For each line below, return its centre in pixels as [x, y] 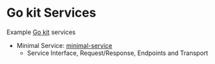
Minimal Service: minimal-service [64, 45]
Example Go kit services [41, 32]
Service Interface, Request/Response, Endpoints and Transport [118, 53]
